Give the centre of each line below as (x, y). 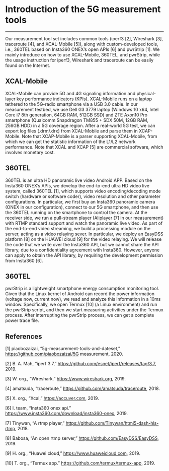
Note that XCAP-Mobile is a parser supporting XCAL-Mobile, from (90, 136)
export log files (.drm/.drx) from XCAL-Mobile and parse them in (71, 131)
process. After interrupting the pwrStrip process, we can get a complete (80, 315)
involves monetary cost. (30, 152)
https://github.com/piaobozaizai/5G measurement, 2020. (64, 354)
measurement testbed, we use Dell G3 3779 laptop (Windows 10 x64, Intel (82, 109)
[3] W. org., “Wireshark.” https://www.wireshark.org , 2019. (65, 379)
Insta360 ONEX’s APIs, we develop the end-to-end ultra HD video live (77, 185)
